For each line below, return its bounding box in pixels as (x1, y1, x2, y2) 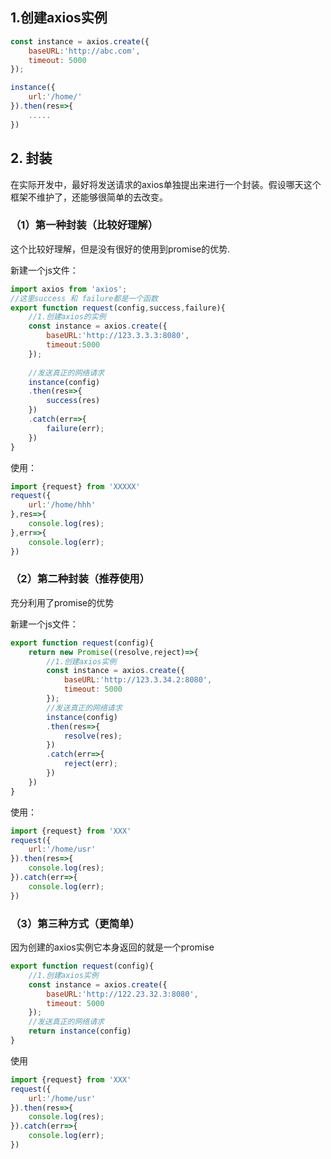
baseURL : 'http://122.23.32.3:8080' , (46, 989, 199, 999)
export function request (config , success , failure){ (10, 303, 226, 313)
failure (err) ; (46, 423, 105, 433)
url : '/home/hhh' (28, 500, 97, 510)
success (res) (46, 396, 101, 406)
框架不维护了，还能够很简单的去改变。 (10, 191, 168, 203)
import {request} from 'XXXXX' (10, 481, 141, 492)
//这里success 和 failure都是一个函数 (10, 293, 158, 303)
